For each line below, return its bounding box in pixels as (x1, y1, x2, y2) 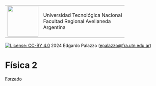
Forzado (5, 76, 22, 82)
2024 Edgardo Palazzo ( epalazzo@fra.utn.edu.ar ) (51, 43, 152, 48)
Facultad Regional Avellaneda (43, 18, 111, 24)
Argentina (43, 24, 66, 31)
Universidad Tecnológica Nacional (43, 12, 122, 19)
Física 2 (5, 60, 38, 71)
